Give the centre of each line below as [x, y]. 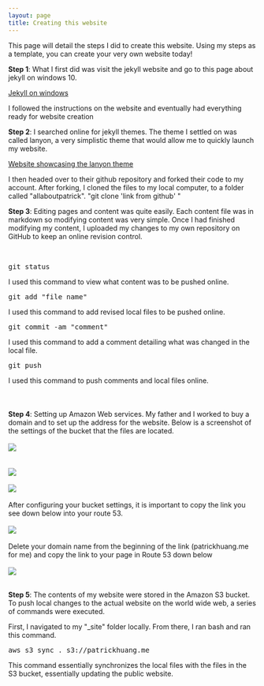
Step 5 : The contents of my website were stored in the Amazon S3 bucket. [129, 594]
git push [25, 365]
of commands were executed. [56, 611]
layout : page [30, 15]
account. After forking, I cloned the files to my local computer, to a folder [126, 187]
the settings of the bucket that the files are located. [91, 430]
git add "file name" [48, 296]
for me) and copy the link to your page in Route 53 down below [110, 554]
